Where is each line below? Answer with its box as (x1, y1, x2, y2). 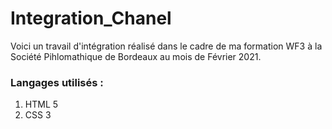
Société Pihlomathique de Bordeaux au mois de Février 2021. (10, 50, 262, 62)
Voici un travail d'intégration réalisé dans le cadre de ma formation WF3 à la (10, 40, 323, 52)
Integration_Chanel (10, 7, 172, 30)
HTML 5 (24, 98, 59, 111)
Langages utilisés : (10, 75, 104, 89)
